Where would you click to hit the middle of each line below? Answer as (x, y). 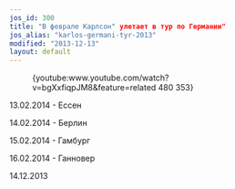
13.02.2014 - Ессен (46, 105)
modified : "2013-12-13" (55, 43)
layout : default (40, 52)
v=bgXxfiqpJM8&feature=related (94, 88)
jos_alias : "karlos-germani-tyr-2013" (83, 35)
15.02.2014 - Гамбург (50, 141)
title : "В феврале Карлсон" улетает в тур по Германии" (117, 26)
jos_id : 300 (32, 18)
